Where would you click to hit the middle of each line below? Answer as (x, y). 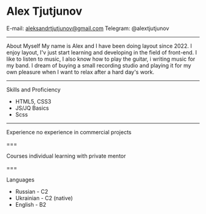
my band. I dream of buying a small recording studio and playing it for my (99, 65)
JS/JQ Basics (32, 108)
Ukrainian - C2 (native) (44, 198)
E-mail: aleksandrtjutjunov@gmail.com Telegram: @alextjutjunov (88, 28)
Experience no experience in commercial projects (69, 132)
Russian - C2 (32, 191)
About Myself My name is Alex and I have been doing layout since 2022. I (99, 46)
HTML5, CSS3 (33, 101)
